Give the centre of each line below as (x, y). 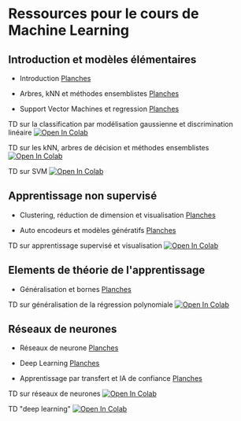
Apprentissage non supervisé (83, 196)
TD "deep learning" (39, 409)
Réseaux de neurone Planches (69, 348)
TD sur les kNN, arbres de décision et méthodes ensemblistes (109, 148)
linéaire (20, 132)
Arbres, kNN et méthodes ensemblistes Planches (99, 94)
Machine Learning (69, 30)
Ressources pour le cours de (104, 14)
